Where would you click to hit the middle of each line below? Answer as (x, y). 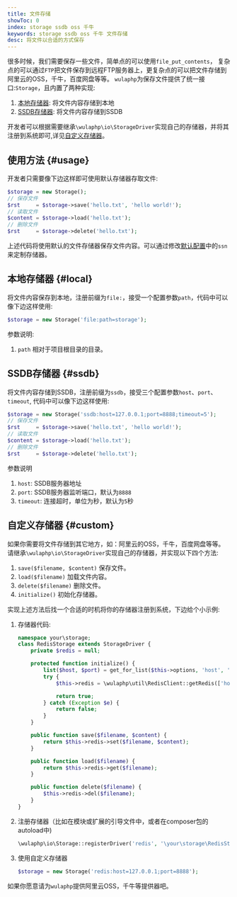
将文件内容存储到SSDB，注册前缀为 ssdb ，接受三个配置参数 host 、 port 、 (112, 392)
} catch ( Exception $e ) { (81, 703)
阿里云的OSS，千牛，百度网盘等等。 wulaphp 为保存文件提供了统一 (103, 79)
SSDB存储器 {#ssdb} (53, 373)
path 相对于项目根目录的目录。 (62, 349)
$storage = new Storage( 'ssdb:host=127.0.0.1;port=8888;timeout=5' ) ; (112, 414)
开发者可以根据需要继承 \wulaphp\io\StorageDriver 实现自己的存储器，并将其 (118, 127)
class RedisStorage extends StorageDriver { (84, 644)
